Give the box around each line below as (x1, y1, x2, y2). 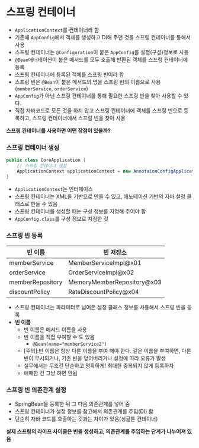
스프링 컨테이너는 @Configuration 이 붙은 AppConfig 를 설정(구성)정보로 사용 (14, 48, 189, 55)
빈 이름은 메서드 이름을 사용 (23, 326, 87, 333)
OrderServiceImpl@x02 (68, 268, 134, 277)
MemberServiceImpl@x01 (68, 259, 142, 267)
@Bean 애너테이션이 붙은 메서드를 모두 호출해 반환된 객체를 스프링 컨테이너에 (14, 56, 188, 63)
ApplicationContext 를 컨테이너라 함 (14, 26, 99, 33)
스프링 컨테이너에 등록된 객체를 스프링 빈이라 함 (14, 71, 124, 78)
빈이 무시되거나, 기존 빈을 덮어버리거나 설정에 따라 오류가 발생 (23, 355, 166, 362)
